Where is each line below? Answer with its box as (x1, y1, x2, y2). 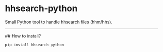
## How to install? (5, 33, 41, 39)
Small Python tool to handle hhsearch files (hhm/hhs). (5, 19, 113, 25)
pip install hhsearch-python (5, 42, 64, 47)
